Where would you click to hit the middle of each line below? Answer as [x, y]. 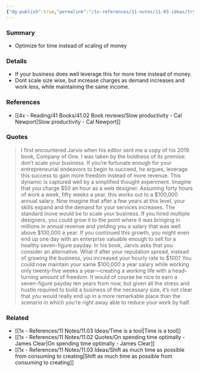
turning [29, 277]
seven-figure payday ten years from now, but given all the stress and [105, 283]
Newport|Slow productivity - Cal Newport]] [68, 122]
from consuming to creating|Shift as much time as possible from [93, 356]
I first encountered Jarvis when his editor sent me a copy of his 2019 [105, 150]
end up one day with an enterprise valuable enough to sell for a [98, 239]
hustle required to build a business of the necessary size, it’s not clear [106, 290]
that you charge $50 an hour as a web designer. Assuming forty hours [107, 188]
